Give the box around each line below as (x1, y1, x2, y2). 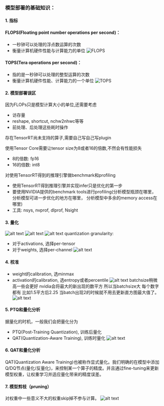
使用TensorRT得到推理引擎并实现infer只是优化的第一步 (12, 183, 123, 189)
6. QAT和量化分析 (5, 347, 41, 353)
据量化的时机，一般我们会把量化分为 (5, 318, 78, 325)
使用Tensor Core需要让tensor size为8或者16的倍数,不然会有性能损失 (5, 145, 142, 151)
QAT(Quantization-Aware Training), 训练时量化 (12, 335, 106, 341)
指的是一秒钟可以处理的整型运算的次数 (12, 71, 90, 77)
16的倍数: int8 (12, 162, 40, 168)
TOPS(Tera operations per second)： (5, 60, 82, 66)
